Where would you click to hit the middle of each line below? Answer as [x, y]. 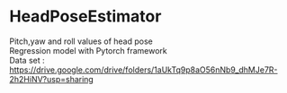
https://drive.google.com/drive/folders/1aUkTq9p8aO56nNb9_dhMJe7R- [143, 70]
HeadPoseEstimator [85, 17]
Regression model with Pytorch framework [89, 50]
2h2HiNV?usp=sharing [52, 79]
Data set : [27, 60]
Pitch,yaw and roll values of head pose [81, 41]
